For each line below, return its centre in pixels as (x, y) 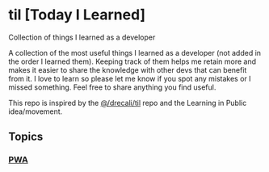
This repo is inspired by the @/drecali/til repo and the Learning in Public (128, 103)
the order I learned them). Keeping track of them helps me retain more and (132, 61)
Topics (26, 137)
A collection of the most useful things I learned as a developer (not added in (134, 52)
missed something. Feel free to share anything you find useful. (112, 87)
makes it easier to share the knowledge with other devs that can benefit (128, 69)
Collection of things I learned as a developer (82, 37)
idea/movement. (36, 111)
